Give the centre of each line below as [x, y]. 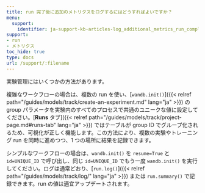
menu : [13, 18]
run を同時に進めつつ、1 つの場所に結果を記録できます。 [84, 140]
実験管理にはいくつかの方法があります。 [57, 81]
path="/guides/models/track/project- [135, 117]
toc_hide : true [26, 52]
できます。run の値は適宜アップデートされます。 [72, 183]
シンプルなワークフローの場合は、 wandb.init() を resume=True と [88, 153]
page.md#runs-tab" [31, 125]
